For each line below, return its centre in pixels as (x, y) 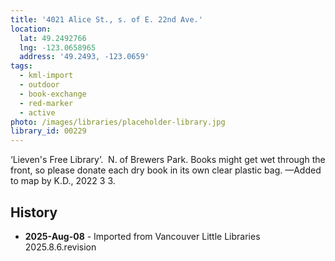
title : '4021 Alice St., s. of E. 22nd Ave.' (106, 19)
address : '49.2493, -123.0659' (84, 57)
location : (31, 29)
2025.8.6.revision (60, 247)
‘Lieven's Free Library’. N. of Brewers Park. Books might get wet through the (168, 160)
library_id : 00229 (48, 131)
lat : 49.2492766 (53, 38)
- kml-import (46, 76)
